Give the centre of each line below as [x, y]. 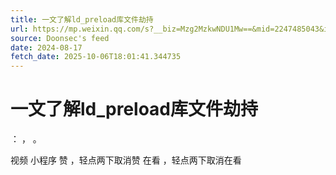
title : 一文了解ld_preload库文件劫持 [82, 19]
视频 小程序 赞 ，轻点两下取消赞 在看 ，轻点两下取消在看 [126, 160]
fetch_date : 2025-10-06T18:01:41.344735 [96, 57]
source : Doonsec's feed [60, 38]
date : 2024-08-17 [46, 47]
